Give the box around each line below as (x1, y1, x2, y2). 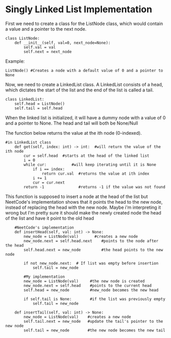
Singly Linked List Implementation (5, 4, 152, 15)
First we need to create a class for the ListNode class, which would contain (5, 20, 163, 27)
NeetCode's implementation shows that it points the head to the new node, (5, 199, 163, 205)
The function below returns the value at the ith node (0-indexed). (5, 130, 142, 136)
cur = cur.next (32, 180, 65, 185)
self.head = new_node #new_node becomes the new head (23, 287, 159, 293)
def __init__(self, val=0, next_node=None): (14, 40, 111, 45)
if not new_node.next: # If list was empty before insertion (23, 260, 159, 266)
